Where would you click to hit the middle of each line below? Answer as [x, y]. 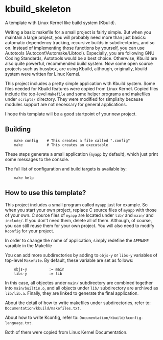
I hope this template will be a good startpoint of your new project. [71, 113]
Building [18, 129]
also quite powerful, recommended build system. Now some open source [79, 63]
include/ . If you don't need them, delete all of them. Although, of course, [79, 220]
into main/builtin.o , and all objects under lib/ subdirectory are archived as [81, 288]
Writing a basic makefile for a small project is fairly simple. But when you [78, 32]
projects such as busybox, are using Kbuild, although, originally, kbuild [76, 69]
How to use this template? [46, 193]
